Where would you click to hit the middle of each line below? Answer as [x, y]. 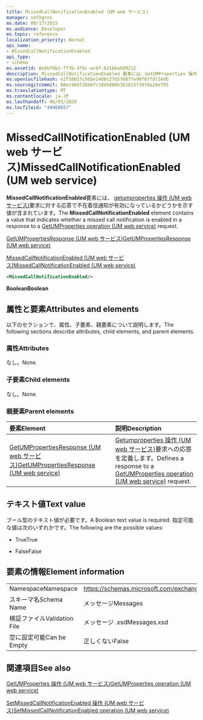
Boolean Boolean [27, 288]
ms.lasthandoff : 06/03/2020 [42, 102]
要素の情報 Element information [66, 572]
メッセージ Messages [113, 603]
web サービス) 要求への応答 [153, 449]
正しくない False [106, 641]
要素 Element [27, 429]
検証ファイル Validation [41, 618]
